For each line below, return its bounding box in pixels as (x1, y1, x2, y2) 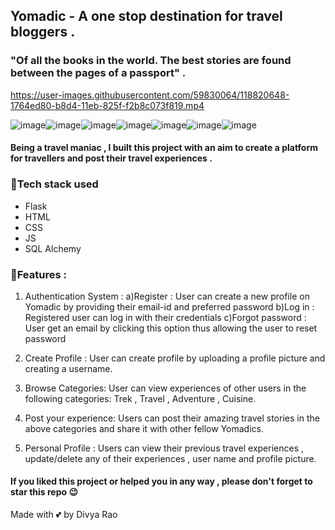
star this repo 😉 (10, 486, 79, 498)
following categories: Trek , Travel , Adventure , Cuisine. (24, 392, 257, 404)
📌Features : (10, 267, 67, 281)
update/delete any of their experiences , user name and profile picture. (24, 452, 317, 464)
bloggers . (10, 24, 76, 41)
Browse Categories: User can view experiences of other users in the (24, 382, 307, 394)
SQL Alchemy (24, 242, 82, 254)
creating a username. (24, 362, 113, 374)
